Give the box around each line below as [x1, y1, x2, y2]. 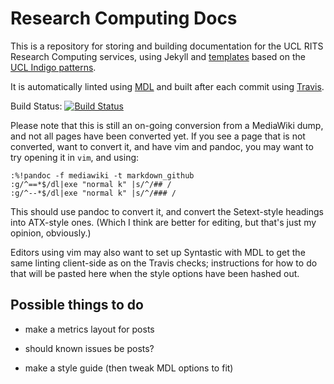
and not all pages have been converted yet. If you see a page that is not [10, 130, 306, 142]
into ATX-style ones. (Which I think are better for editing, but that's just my [10, 216, 317, 228]
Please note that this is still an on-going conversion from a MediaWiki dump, [10, 119, 324, 131]
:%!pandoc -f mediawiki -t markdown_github [10, 170, 195, 181]
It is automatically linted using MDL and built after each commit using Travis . [10, 80, 325, 92]
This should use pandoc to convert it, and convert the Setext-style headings [10, 205, 324, 217]
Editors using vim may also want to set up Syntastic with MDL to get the [10, 246, 306, 258]
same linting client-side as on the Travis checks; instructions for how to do [10, 257, 318, 269]
